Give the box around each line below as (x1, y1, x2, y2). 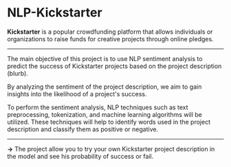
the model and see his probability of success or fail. (7, 152, 154, 160)
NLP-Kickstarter (7, 5, 102, 21)
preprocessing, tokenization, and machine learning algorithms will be (7, 110, 203, 118)
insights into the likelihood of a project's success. (7, 89, 147, 98)
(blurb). (7, 69, 29, 77)
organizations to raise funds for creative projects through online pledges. (7, 34, 214, 43)
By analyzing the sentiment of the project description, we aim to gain (7, 82, 202, 91)
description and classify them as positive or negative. (7, 125, 159, 133)
